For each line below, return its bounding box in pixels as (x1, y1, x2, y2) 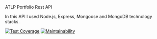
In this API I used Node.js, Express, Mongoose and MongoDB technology (5, 14, 153, 19)
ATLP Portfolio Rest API (5, 4, 52, 10)
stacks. (5, 19, 20, 24)
